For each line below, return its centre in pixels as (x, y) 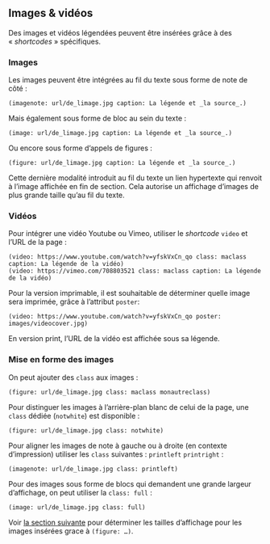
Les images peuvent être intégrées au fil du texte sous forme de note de (128, 80)
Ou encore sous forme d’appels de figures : (81, 148)
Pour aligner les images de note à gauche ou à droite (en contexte (118, 445)
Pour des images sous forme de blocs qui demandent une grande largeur (130, 483)
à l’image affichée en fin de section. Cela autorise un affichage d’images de (134, 187)
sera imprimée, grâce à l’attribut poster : (74, 302)
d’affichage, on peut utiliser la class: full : (81, 492)
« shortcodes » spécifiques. (55, 41)
